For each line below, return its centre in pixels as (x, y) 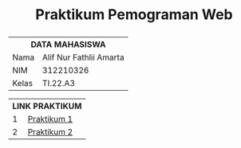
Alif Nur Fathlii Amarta (84, 57)
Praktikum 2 (50, 132)
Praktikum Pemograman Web (134, 15)
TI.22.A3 (59, 84)
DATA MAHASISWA (68, 45)
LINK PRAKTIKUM (47, 107)
